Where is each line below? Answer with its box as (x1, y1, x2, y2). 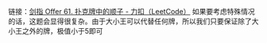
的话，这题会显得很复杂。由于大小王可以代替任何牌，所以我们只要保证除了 (8, 16, 252, 26)
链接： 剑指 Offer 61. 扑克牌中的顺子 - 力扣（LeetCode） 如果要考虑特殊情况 (8, 7, 256, 16)
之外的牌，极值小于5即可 (21, 27, 103, 35)
